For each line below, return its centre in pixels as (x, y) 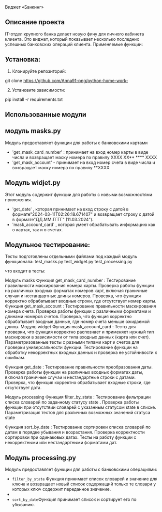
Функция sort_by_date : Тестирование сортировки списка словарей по (78, 427)
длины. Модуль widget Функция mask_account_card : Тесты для (71, 327)
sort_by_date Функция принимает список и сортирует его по (74, 499)
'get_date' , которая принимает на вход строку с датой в (70, 209)
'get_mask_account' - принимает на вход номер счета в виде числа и (84, 162)
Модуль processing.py (41, 458)
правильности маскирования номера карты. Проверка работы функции (80, 286)
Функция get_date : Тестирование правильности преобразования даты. (79, 367)
